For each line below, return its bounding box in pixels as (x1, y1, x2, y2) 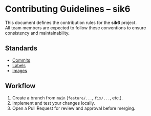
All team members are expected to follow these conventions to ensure (5, 24, 146, 30)
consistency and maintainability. (5, 30, 70, 36)
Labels (12, 62, 26, 68)
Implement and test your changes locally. (12, 100, 95, 106)
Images (12, 68, 27, 73)
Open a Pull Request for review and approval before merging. (12, 105, 136, 111)
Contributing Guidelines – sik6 (5, 3, 130, 15)
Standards (5, 44, 38, 52)
